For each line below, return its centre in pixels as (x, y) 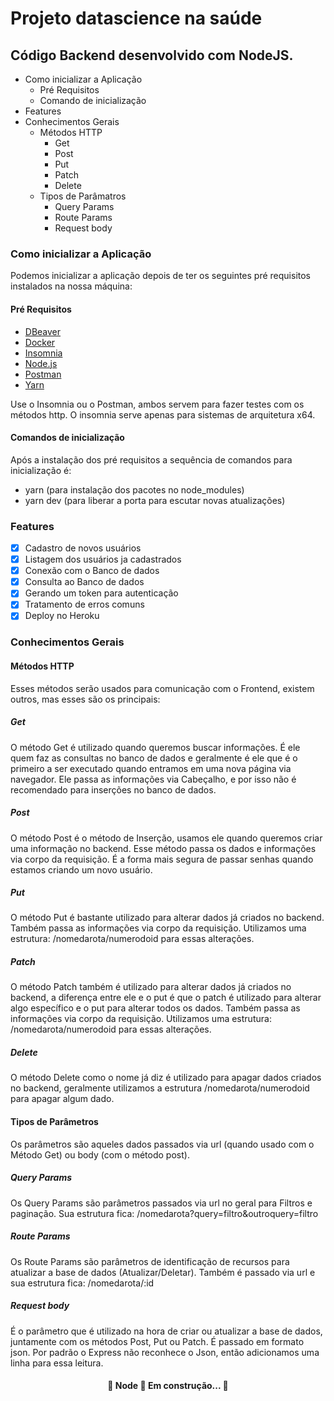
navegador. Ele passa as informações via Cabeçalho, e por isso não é (153, 779)
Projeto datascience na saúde (136, 18)
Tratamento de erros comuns (84, 604)
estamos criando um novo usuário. (81, 869)
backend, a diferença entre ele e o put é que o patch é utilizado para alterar (166, 998)
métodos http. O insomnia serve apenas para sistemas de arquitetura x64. (163, 414)
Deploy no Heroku (62, 616)
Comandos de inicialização (67, 438)
